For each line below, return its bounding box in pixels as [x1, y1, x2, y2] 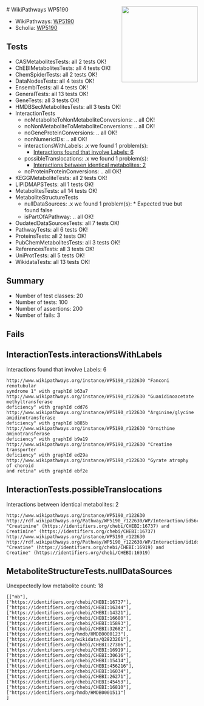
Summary [6, 276, 44, 286]
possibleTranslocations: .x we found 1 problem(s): [24, 154, 149, 162]
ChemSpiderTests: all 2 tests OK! [15, 71, 98, 78]
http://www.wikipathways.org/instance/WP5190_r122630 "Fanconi [6, 377, 170, 384]
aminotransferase [6, 431, 50, 437]
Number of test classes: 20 [15, 292, 83, 299]
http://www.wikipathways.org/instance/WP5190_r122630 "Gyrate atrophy [6, 457, 189, 463]
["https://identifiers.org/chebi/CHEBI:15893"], [6, 620, 132, 627]
